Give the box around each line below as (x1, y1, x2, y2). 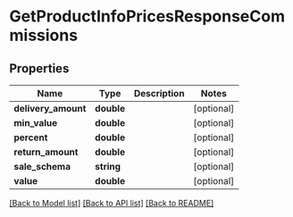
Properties (9, 61, 70, 76)
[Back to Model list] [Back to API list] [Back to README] (9, 198, 214, 208)
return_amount (13, 146, 79, 158)
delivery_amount (13, 103, 87, 114)
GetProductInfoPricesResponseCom (9, 6, 286, 27)
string (95, 161, 121, 172)
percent (13, 131, 48, 144)
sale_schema (13, 161, 71, 172)
